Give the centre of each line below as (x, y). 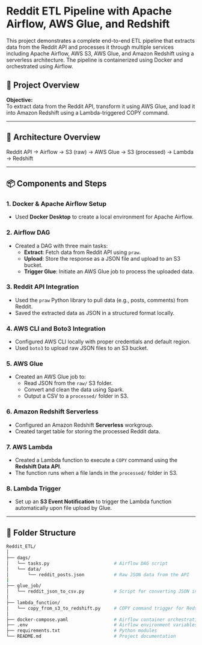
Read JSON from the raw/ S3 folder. (68, 383)
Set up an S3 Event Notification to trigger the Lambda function (93, 501)
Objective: (20, 100)
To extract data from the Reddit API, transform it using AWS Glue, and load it (101, 106)
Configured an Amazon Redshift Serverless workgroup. (84, 425)
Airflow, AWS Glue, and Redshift (88, 24)
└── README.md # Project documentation (91, 637)
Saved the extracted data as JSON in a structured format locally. (95, 313)
